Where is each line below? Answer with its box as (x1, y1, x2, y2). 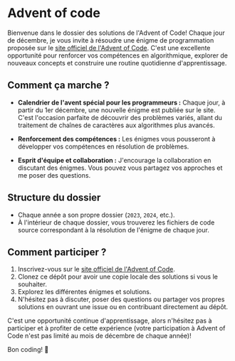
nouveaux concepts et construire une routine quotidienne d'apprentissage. (7, 58, 227, 67)
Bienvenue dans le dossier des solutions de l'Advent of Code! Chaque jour (7, 28, 226, 37)
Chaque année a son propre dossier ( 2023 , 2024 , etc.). (17, 210, 175, 219)
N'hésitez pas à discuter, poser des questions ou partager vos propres (17, 295, 225, 303)
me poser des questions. (17, 171, 91, 179)
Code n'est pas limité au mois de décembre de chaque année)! (7, 332, 192, 340)
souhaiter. (17, 280, 48, 289)
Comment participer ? (7, 246, 107, 258)
